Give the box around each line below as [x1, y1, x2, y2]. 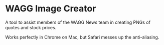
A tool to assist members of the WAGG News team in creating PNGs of [5, 19, 150, 25]
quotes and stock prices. [5, 24, 57, 30]
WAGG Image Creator [5, 3, 96, 14]
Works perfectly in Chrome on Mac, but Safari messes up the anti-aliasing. [5, 34, 159, 40]
